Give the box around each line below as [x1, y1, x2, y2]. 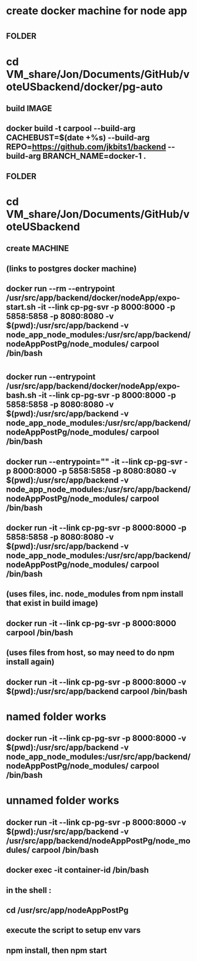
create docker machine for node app [6, 4, 188, 18]
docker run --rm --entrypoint [6, 284, 115, 294]
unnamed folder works [6, 794, 119, 807]
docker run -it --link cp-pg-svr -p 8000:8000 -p [6, 523, 187, 533]
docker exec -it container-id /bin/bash [6, 865, 149, 875]
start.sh [6, 302, 36, 312]
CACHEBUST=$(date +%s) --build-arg [6, 133, 150, 143]
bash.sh [6, 390, 37, 400]
